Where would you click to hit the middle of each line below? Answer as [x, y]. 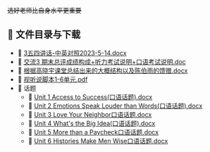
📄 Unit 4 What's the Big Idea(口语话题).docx [92, 123]
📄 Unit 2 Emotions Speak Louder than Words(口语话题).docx [115, 106]
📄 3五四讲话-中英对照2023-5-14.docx [72, 53]
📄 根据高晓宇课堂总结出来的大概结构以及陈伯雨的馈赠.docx [103, 70]
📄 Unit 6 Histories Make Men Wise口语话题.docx [98, 141]
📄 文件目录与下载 [44, 35]
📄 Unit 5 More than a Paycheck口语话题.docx [93, 132]
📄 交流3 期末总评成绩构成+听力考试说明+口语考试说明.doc [102, 61]
